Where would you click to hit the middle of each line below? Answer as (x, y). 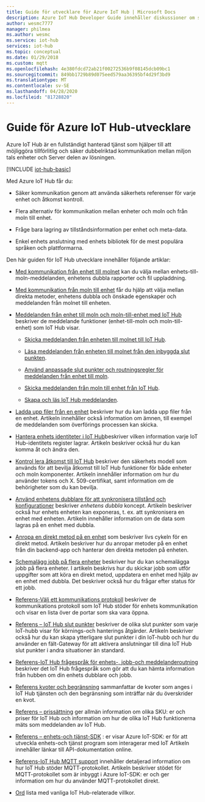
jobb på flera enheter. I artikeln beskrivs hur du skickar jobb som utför (103, 568)
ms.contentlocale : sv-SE (38, 86)
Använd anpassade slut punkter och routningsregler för (94, 370)
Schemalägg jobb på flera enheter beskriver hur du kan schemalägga (102, 561)
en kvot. (25, 699)
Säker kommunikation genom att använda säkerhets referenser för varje (106, 192)
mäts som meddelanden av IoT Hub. (60, 724)
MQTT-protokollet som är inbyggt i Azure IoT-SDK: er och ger (92, 774)
